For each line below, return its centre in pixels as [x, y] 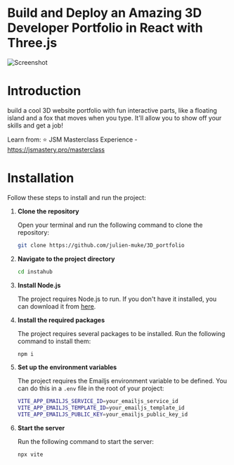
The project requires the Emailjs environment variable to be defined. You [122, 381]
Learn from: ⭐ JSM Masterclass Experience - [73, 139]
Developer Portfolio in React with [105, 28]
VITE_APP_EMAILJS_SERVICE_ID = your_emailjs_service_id [98, 402]
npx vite [30, 455]
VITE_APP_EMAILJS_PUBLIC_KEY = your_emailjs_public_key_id [103, 415]
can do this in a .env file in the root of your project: [91, 388]
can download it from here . [57, 306]
